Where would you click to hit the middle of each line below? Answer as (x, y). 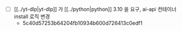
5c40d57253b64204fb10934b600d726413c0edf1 (83, 23)
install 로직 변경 (32, 16)
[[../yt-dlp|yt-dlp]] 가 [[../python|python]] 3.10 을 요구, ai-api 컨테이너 (95, 9)
